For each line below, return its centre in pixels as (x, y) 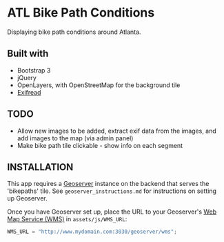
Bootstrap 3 (34, 70)
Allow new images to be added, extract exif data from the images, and (117, 131)
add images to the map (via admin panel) (75, 138)
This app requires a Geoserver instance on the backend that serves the (108, 184)
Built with (28, 54)
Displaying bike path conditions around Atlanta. (74, 32)
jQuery (27, 77)
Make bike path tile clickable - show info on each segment (100, 145)
